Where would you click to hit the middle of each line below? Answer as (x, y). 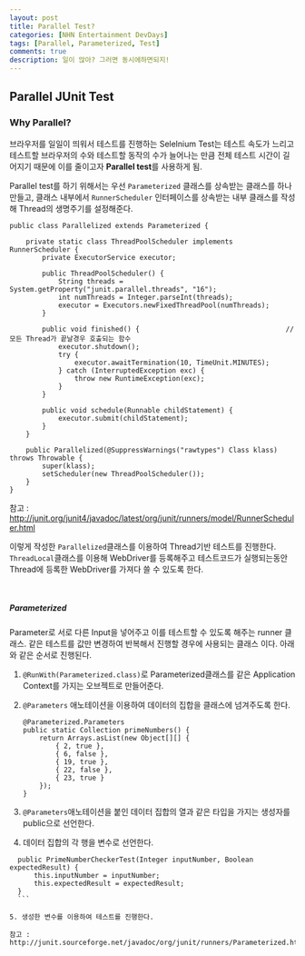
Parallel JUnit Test (62, 97)
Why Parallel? (40, 123)
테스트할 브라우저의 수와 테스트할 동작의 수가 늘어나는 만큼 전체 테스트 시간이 (145, 154)
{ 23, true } (80, 778)
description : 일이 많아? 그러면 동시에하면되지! (90, 60)
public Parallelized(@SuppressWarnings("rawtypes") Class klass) (152, 450)
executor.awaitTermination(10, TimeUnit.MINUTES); (172, 363)
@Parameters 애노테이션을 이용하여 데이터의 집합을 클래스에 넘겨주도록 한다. (156, 704)
